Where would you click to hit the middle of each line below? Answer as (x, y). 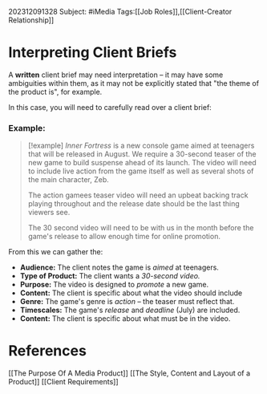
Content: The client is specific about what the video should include (131, 293)
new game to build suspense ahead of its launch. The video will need (142, 163)
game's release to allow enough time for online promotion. (124, 237)
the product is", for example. (55, 91)
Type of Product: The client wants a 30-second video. (110, 276)
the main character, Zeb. (69, 180)
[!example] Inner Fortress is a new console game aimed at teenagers (141, 146)
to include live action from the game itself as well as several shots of (141, 171)
